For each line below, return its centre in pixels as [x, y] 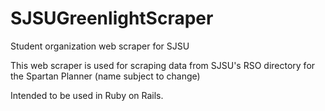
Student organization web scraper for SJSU [100, 46]
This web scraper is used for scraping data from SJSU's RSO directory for [163, 65]
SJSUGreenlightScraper [112, 18]
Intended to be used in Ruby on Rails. [87, 95]
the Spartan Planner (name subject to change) [105, 76]
